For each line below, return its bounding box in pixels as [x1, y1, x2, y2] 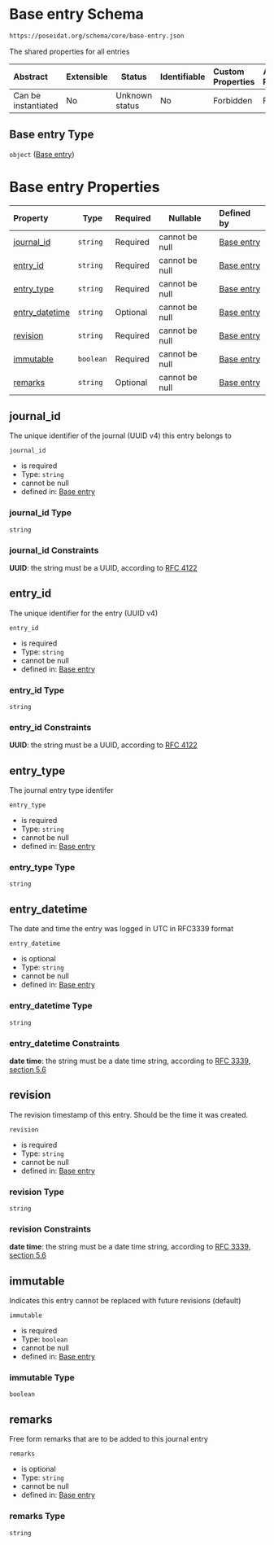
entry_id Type [9, 685, 64, 696]
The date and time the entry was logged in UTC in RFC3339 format [9, 924, 234, 934]
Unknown [115, 90, 153, 101]
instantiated [13, 99, 59, 111]
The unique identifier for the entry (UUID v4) [9, 608, 159, 618]
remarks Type [9, 1511, 66, 1522]
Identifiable [159, 71, 206, 82]
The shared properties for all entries [9, 46, 130, 56]
